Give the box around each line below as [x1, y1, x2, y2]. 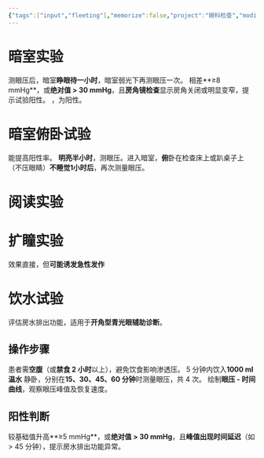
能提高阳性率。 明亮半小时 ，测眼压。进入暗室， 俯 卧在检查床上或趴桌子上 [8, 152, 244, 162]
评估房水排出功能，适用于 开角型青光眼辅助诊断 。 [8, 317, 167, 327]
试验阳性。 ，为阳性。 [14, 95, 86, 104]
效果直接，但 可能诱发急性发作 [8, 259, 104, 269]
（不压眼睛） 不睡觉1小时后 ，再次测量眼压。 [8, 163, 149, 172]
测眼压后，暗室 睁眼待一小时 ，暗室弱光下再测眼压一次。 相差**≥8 [8, 75, 221, 85]
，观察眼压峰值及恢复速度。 [22, 384, 112, 394]
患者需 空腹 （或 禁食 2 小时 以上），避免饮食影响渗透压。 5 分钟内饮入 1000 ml [8, 365, 254, 374]
